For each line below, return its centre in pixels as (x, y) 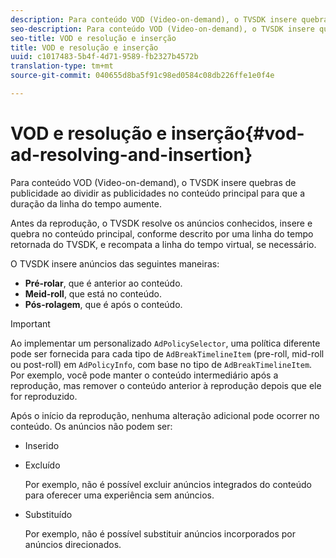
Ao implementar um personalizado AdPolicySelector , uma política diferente (165, 343)
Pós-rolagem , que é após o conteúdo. (103, 304)
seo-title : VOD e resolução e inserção (93, 38)
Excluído (42, 465)
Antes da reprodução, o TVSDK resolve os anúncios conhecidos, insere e (161, 223)
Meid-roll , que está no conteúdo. (93, 293)
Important (30, 323)
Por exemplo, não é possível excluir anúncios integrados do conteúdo (168, 484)
